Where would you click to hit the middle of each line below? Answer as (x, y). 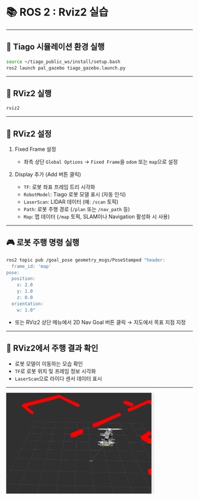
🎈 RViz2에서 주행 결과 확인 (52, 348)
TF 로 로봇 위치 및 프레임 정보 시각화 (55, 371)
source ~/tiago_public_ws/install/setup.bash (63, 62)
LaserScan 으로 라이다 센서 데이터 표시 (58, 378)
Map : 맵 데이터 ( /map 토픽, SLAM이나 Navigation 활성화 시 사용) (97, 216)
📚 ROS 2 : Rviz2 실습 (57, 12)
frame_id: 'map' (31, 266)
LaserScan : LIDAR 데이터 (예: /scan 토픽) (71, 202)
